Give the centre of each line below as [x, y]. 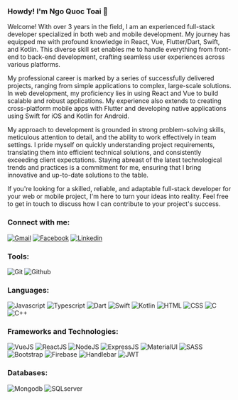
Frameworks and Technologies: [63, 332]
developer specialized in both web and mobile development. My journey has [119, 34]
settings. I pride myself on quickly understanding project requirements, [111, 145]
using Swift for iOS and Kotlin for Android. [69, 116]
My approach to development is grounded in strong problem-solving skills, [117, 130]
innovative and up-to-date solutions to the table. [78, 175]
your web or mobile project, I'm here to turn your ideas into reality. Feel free [118, 196]
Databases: [28, 373]
